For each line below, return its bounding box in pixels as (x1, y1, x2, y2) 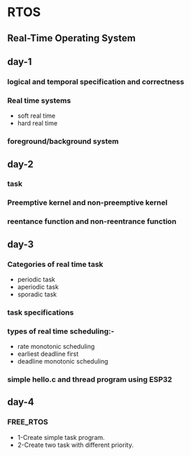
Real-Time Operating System (7, 32, 136, 44)
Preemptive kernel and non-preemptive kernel (7, 198, 168, 207)
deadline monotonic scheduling (17, 357, 108, 366)
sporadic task (17, 290, 57, 298)
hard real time (17, 119, 58, 127)
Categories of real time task (7, 259, 104, 269)
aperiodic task (17, 282, 59, 291)
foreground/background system (7, 137, 119, 146)
